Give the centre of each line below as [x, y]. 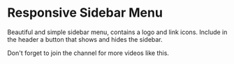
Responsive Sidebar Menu [85, 13]
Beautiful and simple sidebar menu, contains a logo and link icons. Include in [117, 32]
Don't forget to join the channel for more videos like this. [88, 53]
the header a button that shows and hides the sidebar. [85, 39]
